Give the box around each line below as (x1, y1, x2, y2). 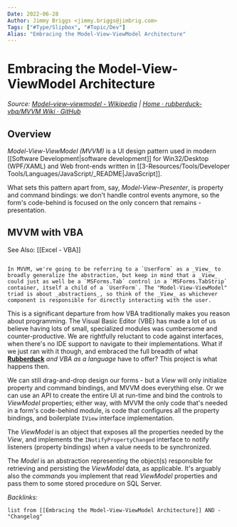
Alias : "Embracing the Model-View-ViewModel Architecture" (7, 30, 186, 38)
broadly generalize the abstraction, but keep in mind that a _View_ (7, 271, 218, 278)
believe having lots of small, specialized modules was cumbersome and (7, 324, 218, 333)
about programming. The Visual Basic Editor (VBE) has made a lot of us (7, 316, 216, 325)
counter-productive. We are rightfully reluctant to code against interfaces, (7, 332, 224, 340)
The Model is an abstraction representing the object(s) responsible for (7, 456, 214, 465)
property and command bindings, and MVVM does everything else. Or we (7, 383, 224, 392)
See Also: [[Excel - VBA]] (7, 245, 81, 254)
